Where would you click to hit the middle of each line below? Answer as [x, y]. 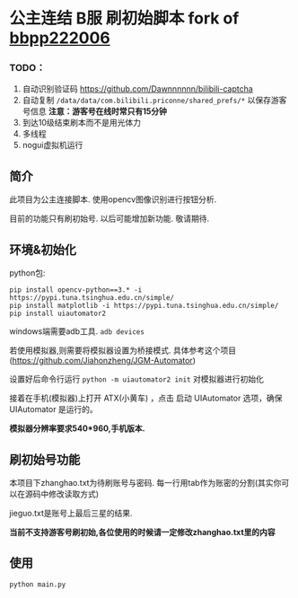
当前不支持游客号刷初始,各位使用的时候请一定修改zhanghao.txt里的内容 [142, 532]
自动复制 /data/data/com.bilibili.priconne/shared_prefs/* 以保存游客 [154, 101]
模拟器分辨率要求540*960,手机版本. [77, 428]
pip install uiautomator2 [57, 314]
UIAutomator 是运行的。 [54, 409]
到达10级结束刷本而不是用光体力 [82, 123]
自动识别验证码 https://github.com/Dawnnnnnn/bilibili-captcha [137, 89]
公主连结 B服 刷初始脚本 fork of [124, 18]
